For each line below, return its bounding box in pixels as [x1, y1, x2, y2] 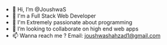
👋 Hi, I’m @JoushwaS [12, 6, 67, 13]
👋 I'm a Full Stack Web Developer [12, 12, 97, 19]
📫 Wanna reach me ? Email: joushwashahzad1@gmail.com [12, 32, 161, 39]
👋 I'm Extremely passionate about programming [12, 19, 133, 26]
